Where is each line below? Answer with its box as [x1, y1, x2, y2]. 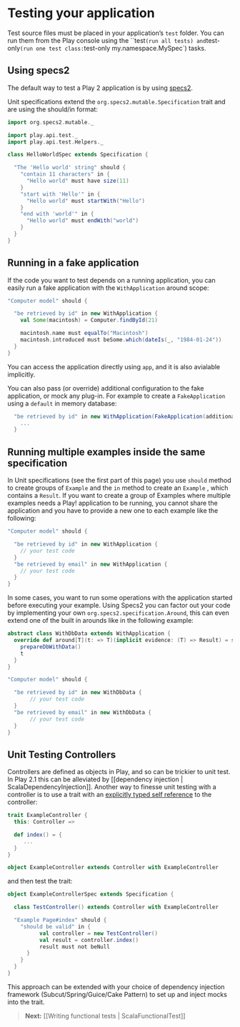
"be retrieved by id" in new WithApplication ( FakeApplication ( [14, 413, 206, 420]
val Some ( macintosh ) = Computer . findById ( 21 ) [20, 316, 159, 324]
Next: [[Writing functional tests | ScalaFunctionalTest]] [24, 1011, 186, 1020]
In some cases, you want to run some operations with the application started [7, 593, 233, 602]
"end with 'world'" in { [20, 211, 94, 218]
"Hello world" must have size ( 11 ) [26, 177, 130, 184]
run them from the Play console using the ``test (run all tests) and [7, 36, 206, 44]
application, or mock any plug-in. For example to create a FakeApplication [7, 391, 226, 400]
